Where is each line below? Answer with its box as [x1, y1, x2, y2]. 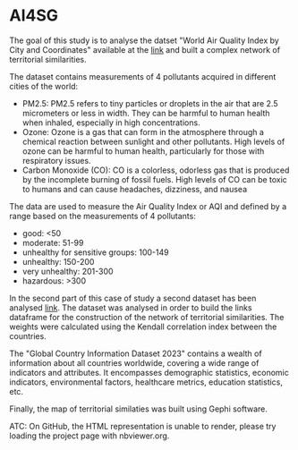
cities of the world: [9, 81, 79, 91]
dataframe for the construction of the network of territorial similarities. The [9, 311, 285, 322]
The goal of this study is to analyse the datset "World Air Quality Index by [9, 35, 279, 46]
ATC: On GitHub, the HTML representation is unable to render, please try [9, 420, 277, 431]
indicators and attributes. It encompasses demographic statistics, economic [9, 367, 289, 378]
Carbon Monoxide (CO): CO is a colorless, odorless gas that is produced [21, 165, 290, 175]
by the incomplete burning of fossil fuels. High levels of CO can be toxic [21, 174, 288, 184]
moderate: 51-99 [21, 237, 84, 248]
